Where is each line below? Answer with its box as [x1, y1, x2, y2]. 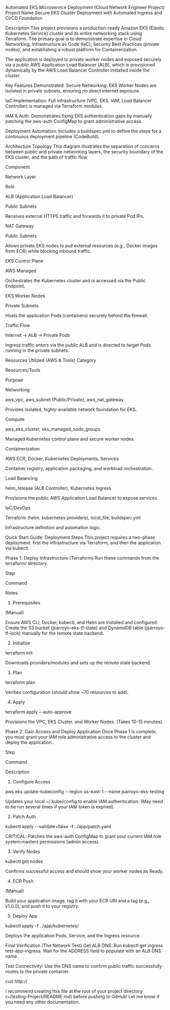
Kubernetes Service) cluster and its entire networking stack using [5, 30, 142, 36]
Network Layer [5, 174, 37, 180]
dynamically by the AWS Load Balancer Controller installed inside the [5, 67, 150, 73]
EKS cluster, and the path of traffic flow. [5, 154, 89, 160]
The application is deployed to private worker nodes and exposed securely [5, 56, 161, 62]
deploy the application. [5, 739, 53, 745]
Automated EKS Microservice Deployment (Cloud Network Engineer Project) [5, 5, 165, 10]
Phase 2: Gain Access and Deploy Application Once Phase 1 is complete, [5, 729, 157, 734]
